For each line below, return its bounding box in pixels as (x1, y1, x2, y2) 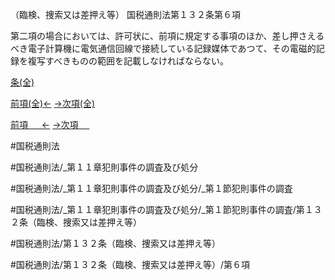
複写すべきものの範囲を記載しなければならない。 (27, 55, 230, 67)
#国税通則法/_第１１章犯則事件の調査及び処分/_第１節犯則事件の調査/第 (10, 204, 305, 215)
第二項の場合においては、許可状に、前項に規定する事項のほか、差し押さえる (10, 30, 325, 42)
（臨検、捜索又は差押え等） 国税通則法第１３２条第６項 (10, 9, 241, 20)
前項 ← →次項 (10, 119, 79, 130)
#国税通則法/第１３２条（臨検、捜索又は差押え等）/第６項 (10, 259, 250, 270)
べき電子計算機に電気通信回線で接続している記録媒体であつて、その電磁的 (10, 43, 317, 54)
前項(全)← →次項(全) (10, 98, 96, 109)
